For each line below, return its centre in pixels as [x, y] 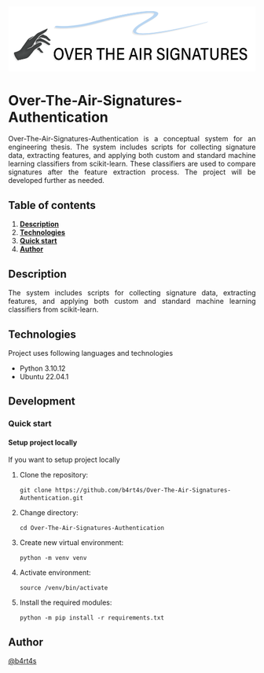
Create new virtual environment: [71, 543]
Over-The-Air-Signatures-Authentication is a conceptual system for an [132, 139]
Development [42, 402]
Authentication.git [51, 498]
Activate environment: [55, 572]
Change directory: [49, 513]
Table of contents [52, 205]
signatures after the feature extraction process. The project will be [132, 172]
